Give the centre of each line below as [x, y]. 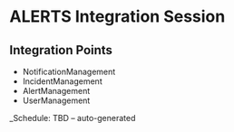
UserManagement [56, 100]
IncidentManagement [62, 81]
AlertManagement [56, 91]
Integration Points [61, 50]
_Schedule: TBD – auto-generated [73, 118]
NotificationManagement [69, 71]
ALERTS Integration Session [117, 17]
